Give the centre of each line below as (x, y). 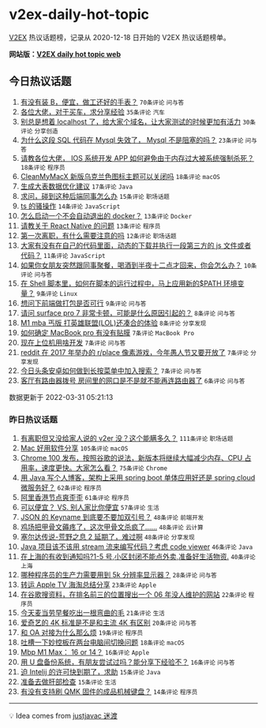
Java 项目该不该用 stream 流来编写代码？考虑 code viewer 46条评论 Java (137, 547)
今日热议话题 (40, 82)
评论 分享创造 (39, 131)
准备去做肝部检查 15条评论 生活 (68, 682)
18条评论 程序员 (43, 167)
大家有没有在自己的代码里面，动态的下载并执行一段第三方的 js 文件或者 (136, 245)
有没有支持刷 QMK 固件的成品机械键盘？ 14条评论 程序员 (109, 692)
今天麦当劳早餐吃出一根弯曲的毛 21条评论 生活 (92, 613)
